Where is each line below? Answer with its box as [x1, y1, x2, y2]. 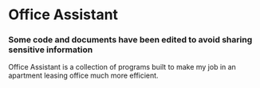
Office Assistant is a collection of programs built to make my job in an [8, 62, 237, 72]
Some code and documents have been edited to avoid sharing [8, 34, 253, 46]
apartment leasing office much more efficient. [8, 70, 159, 81]
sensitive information [8, 44, 93, 55]
